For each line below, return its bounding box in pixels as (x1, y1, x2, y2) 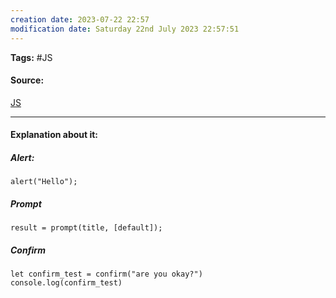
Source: (10, 74, 45, 86)
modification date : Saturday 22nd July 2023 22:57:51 (10, 24, 240, 34)
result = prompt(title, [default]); (10, 223, 163, 233)
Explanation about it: (10, 129, 99, 141)
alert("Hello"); (10, 177, 78, 187)
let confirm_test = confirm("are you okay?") (10, 269, 203, 280)
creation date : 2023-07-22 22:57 (10, 14, 150, 25)
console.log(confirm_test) (10, 278, 123, 288)
